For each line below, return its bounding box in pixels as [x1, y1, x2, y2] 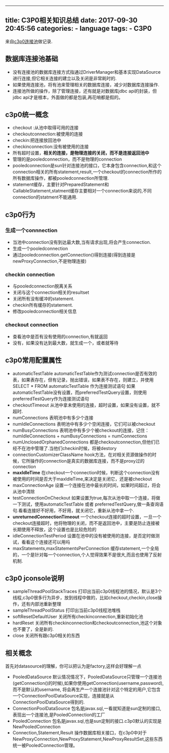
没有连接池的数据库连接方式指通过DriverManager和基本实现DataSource [12, 69, 161, 75]
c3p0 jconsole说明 [5, 574, 64, 582]
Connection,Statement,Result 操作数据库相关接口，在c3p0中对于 [12, 730, 147, 736]
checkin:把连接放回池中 [12, 137, 61, 143]
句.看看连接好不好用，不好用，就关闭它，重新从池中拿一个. [12, 507, 134, 513]
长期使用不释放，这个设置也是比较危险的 [12, 526, 97, 532]
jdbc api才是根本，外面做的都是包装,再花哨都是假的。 [12, 94, 123, 100]
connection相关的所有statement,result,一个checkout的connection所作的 [12, 169, 162, 175]
